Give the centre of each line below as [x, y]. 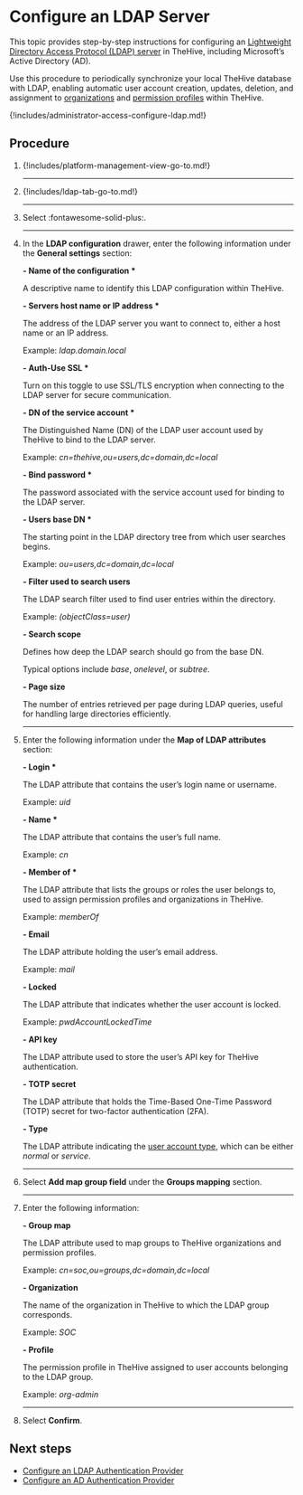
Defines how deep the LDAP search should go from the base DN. [143, 651]
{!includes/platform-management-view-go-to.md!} [116, 166]
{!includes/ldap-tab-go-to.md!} [80, 191]
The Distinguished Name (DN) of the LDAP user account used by [142, 430]
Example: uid [46, 801]
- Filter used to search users [76, 582]
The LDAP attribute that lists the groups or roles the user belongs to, [149, 889]
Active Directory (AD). [50, 61]
